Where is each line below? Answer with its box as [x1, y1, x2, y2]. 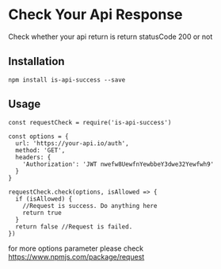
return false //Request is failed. [15, 222, 133, 231]
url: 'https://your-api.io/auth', [15, 139, 129, 148]
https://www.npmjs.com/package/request [8, 252, 145, 261]
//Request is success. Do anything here [22, 202, 158, 209]
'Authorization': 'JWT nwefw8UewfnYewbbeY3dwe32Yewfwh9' [22, 160, 215, 168]
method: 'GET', [15, 146, 66, 154]
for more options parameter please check [8, 244, 144, 253]
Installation [8, 55, 65, 68]
